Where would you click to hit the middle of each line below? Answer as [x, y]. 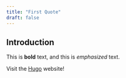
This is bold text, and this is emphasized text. [63, 57]
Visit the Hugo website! [36, 69]
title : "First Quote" [34, 12]
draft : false [23, 18]
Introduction [30, 42]
